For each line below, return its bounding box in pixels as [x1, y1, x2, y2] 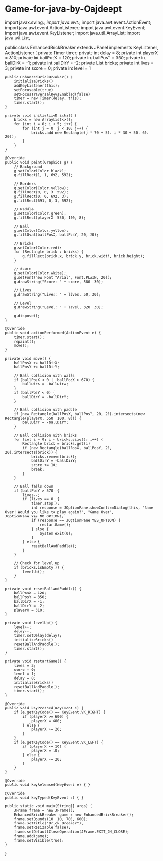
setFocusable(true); [14, 87, 55, 92]
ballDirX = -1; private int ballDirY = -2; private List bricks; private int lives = [5, 60, 154, 66]
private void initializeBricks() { [5, 113, 77, 118]
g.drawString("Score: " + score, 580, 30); [14, 279, 104, 284]
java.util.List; [5, 35, 30, 41]
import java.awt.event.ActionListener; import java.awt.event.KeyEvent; [5, 24, 146, 30]
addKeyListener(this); [14, 83, 60, 88]
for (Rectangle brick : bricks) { [14, 249, 84, 254]
